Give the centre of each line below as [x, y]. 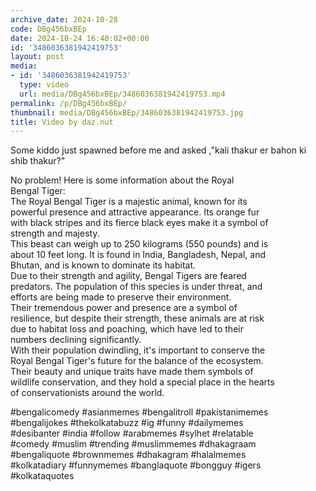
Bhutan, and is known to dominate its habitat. [103, 265]
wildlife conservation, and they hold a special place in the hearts [142, 382]
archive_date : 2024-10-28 [64, 19]
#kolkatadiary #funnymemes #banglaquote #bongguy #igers [136, 465]
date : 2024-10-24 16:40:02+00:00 [80, 38]
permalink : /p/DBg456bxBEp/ [69, 103]
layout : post [37, 57]
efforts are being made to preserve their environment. [121, 297]
